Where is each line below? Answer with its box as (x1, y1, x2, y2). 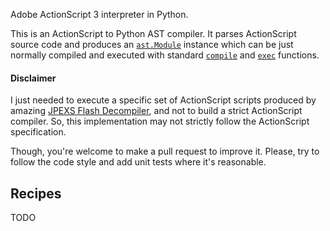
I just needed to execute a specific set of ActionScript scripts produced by (10, 94, 317, 106)
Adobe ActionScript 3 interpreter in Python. (10, 9, 189, 20)
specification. (10, 126, 67, 138)
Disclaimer (10, 72, 57, 84)
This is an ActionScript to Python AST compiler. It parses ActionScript (10, 28, 297, 39)
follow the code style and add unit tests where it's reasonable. (10, 156, 267, 168)
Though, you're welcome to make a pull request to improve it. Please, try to (10, 145, 320, 158)
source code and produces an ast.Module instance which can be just (10, 39, 294, 50)
